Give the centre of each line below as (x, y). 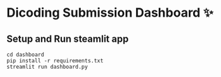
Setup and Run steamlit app (68, 38)
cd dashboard (25, 55)
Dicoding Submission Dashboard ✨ (110, 13)
